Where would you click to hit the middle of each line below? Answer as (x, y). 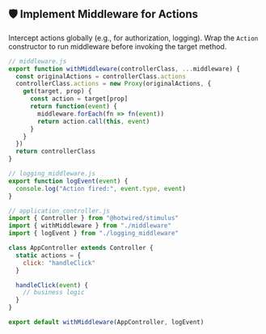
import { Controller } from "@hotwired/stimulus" (94, 218)
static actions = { (49, 255)
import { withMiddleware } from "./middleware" (90, 226)
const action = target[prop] (79, 99)
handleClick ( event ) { (52, 285)
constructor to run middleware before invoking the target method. (118, 46)
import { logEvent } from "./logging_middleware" (94, 234)
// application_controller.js (59, 211)
